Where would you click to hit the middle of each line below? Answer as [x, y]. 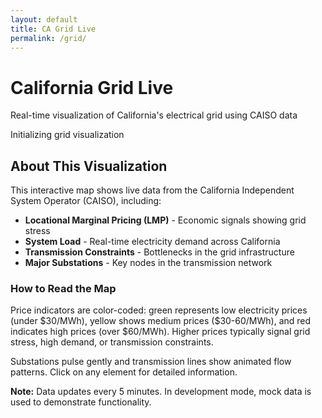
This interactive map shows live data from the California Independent [152, 190]
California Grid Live [92, 87]
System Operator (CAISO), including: [86, 201]
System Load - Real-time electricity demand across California [152, 242]
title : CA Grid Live [53, 29]
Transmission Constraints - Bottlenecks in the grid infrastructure [159, 252]
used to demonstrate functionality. [81, 402]
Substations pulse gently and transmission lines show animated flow [151, 362]
